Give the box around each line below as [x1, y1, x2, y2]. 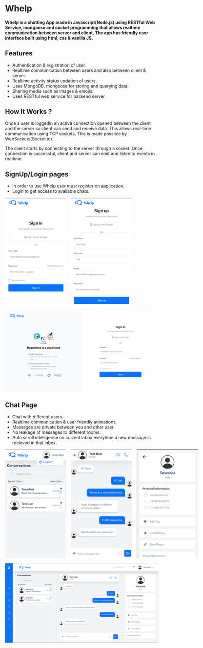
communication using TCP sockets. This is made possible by [5, 131, 127, 137]
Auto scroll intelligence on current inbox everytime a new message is [12, 434, 151, 440]
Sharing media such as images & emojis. [12, 88, 94, 94]
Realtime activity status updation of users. [12, 78, 97, 84]
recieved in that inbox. [12, 440, 57, 446]
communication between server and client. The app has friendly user [5, 30, 148, 36]
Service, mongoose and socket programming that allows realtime [5, 24, 141, 30]
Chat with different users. [12, 414, 63, 420]
